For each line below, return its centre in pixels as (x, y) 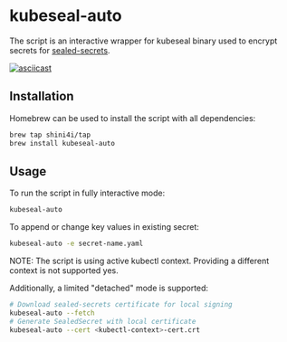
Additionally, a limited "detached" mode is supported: (109, 288)
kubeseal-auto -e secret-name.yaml (77, 244)
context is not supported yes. (64, 271)
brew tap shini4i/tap (50, 135)
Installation (42, 96)
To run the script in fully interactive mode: (87, 193)
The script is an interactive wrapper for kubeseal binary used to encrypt (143, 41)
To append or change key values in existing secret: (104, 227)
